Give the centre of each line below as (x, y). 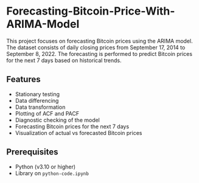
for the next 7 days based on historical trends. (64, 60)
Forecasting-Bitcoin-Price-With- (91, 11)
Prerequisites (32, 152)
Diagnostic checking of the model (58, 120)
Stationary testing (37, 94)
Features (23, 79)
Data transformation (40, 107)
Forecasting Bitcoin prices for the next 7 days (72, 126)
